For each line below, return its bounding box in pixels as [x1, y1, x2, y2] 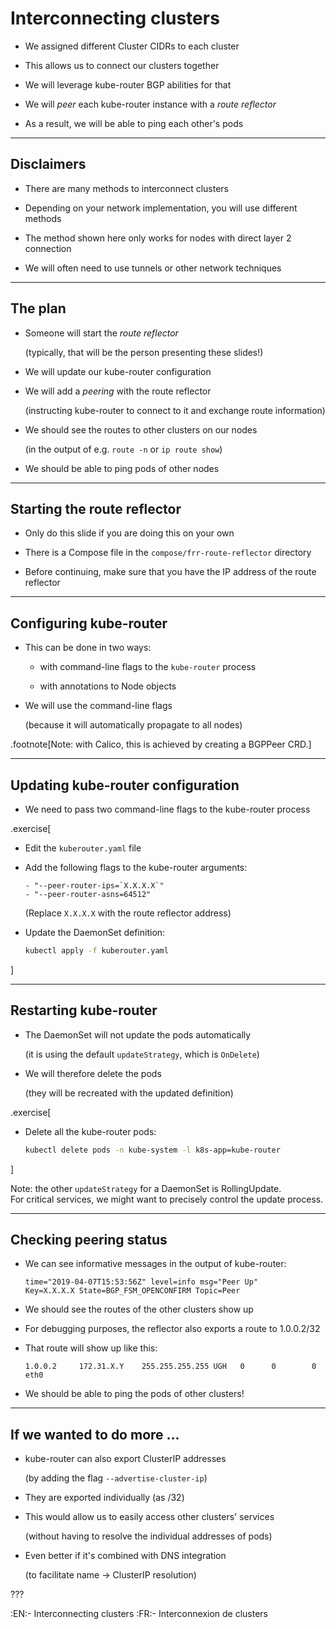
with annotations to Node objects [39, 680, 177, 692]
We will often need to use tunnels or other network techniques [24, 262, 282, 274]
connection [24, 242, 72, 254]
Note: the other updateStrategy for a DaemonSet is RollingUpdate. [10, 1182, 282, 1194]
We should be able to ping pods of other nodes [24, 462, 220, 474]
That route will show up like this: [24, 1342, 158, 1354]
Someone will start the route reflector [24, 327, 179, 339]
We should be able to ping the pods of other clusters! [24, 1388, 245, 1400]
